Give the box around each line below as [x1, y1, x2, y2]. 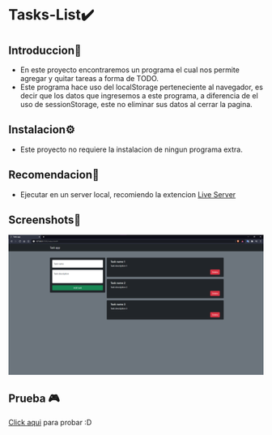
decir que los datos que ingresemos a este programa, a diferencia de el [19, 91, 259, 101]
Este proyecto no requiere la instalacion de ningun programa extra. [19, 144, 243, 154]
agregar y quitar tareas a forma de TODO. [19, 74, 159, 83]
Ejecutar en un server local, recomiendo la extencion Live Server [19, 189, 236, 199]
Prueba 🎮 [8, 392, 61, 406]
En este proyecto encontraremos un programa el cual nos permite [19, 65, 240, 75]
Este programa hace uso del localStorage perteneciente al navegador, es [19, 82, 263, 92]
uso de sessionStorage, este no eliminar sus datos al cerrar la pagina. [19, 100, 253, 109]
